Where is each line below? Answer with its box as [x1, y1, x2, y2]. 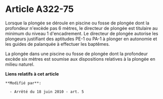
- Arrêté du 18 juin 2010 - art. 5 [10, 89, 84, 94]
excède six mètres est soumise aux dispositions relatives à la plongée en [5, 56, 155, 62]
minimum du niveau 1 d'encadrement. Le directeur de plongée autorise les [5, 30, 158, 36]
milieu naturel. [5, 61, 35, 67]
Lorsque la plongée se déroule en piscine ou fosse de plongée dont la [5, 20, 149, 26]
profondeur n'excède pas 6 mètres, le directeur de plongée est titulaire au [5, 25, 158, 31]
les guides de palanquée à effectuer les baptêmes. [5, 41, 110, 47]
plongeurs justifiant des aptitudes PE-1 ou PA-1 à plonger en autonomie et [5, 36, 157, 42]
